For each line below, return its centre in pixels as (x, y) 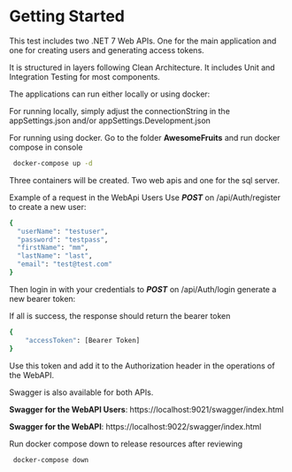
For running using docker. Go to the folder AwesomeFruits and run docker (145, 137)
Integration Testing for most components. (85, 76)
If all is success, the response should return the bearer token (120, 315)
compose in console (46, 147)
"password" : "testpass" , (63, 240)
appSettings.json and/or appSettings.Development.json (110, 120)
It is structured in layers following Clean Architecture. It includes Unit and (142, 67)
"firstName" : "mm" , (53, 248)
